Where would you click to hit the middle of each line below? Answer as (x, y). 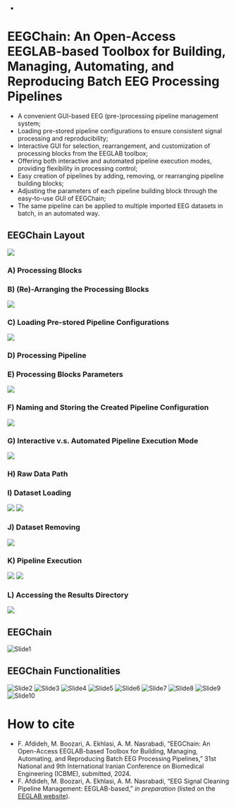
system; (29, 123)
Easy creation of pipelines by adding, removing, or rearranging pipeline (120, 175)
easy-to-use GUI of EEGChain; (62, 198)
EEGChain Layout (46, 236)
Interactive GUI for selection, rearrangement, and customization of (114, 146)
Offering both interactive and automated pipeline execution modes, (115, 161)
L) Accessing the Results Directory (68, 595)
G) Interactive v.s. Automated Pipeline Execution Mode (103, 441)
